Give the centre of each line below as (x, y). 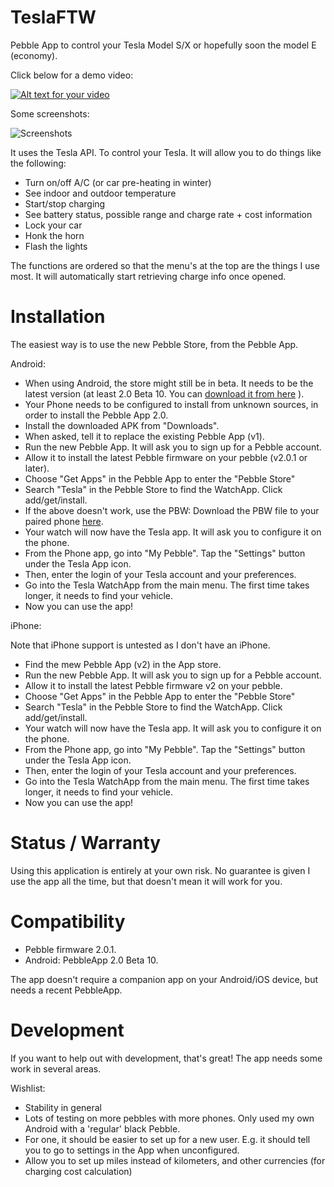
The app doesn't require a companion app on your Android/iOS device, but (164, 979)
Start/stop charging (65, 203)
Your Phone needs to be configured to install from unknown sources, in (171, 404)
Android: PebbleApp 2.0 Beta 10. (91, 960)
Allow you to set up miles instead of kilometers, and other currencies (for (175, 1160)
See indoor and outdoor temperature (100, 193)
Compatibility (68, 922)
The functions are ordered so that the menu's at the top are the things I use (165, 265)
